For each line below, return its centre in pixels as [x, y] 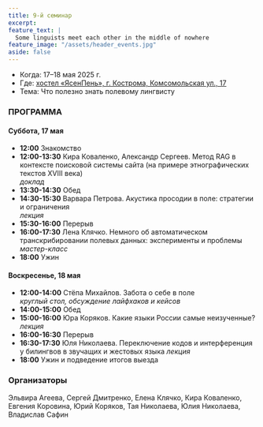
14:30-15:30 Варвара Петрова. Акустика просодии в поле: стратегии [136, 199]
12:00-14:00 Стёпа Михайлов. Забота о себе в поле [107, 293]
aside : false [30, 52]
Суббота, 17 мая [36, 130]
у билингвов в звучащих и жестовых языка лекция [105, 351]
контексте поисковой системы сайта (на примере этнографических [134, 165]
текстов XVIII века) [51, 174]
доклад [32, 182]
